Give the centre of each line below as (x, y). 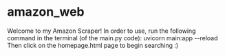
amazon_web (46, 12)
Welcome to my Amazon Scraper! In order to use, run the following (101, 31)
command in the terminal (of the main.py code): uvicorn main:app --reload (112, 38)
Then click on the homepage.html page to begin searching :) (93, 45)
